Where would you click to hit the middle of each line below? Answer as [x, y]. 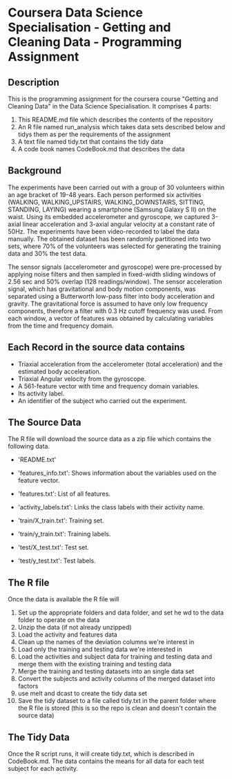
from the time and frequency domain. [61, 326]
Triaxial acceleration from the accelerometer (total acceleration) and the [120, 364]
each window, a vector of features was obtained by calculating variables [111, 318]
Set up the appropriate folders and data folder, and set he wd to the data [120, 612]
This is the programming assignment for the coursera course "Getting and [113, 99]
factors [28, 686]
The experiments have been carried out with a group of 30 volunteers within [116, 187]
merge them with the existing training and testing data [95, 664]
